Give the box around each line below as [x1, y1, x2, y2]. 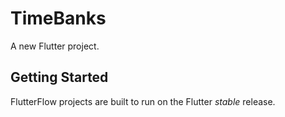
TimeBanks [10, 7, 107, 30]
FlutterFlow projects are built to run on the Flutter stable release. [10, 95, 276, 107]
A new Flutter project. [10, 40, 100, 52]
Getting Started [10, 69, 109, 86]
